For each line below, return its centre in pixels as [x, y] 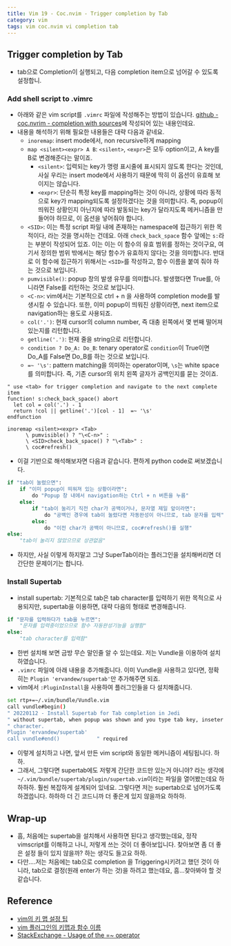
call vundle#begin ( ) [37, 707]
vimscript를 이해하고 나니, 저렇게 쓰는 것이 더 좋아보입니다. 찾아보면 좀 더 [115, 844]
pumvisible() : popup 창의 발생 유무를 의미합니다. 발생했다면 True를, [120, 279]
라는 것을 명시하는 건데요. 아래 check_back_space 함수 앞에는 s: [133, 236]
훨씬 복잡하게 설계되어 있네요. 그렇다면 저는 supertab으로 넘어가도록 [129, 788]
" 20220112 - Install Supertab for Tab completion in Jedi [94, 713]
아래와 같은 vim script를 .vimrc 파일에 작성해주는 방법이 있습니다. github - [118, 115]
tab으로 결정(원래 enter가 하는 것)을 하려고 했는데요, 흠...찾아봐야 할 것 [127, 870]
